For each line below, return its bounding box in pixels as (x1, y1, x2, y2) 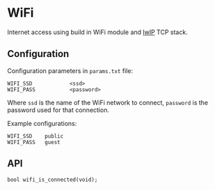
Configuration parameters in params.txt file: (7, 66, 134, 74)
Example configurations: (7, 119, 77, 127)
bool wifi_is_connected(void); (7, 176, 98, 183)
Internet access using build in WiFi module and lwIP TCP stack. (7, 28, 188, 36)
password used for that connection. (7, 106, 110, 114)
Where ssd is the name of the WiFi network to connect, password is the (7, 98, 209, 106)
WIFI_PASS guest (7, 138, 61, 145)
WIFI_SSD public (7, 132, 64, 140)
